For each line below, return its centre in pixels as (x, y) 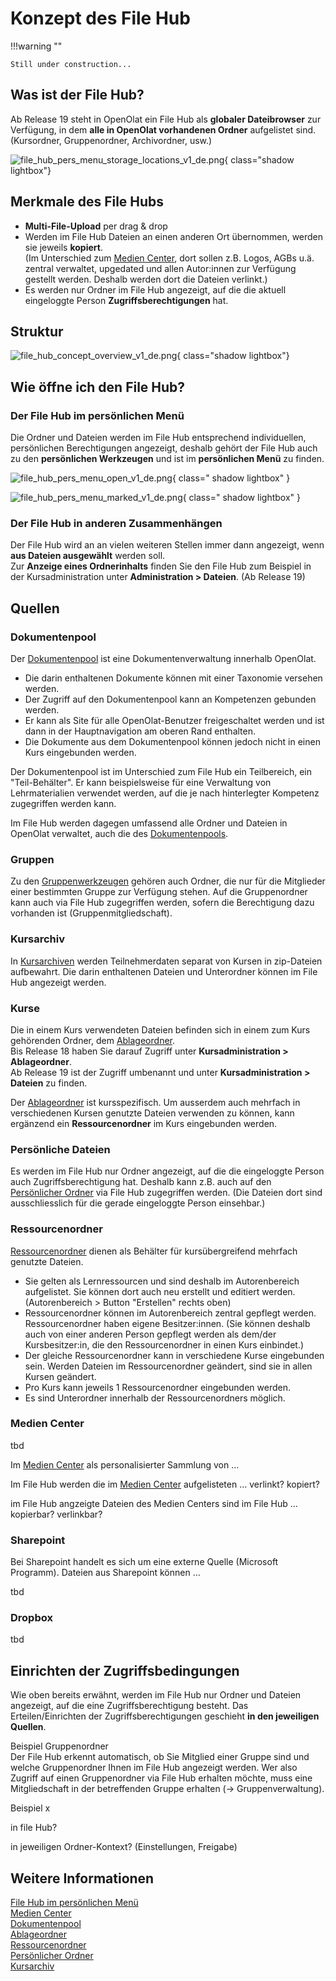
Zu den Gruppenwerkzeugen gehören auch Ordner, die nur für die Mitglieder (168, 881)
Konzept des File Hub (100, 18)
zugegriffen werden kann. (63, 804)
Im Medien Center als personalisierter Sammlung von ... (125, 1464)
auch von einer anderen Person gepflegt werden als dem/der (150, 1334)
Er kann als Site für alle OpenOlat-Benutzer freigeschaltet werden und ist (174, 721)
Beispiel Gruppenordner (59, 1746)
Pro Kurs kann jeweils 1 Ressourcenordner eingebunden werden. (157, 1387)
